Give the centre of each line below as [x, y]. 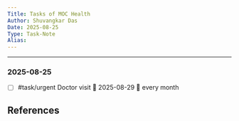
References [33, 110]
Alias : [17, 41]
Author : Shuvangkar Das [43, 21]
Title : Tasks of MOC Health [49, 14]
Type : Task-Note [31, 34]
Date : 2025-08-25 [33, 27]
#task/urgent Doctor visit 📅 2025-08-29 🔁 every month [98, 88]
